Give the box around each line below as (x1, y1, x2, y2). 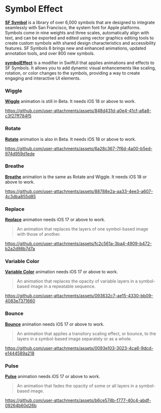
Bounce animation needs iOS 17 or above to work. (5, 321, 105, 327)
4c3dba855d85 (5, 193, 36, 199)
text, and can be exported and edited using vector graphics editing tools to (5, 35, 154, 41)
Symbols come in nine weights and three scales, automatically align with (5, 30, 149, 35)
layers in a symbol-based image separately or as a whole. (16, 336, 132, 342)
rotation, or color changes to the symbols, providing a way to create (5, 70, 140, 76)
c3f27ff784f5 (5, 113, 32, 119)
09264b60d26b (5, 403, 37, 409)
